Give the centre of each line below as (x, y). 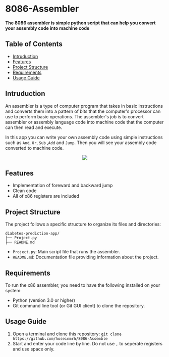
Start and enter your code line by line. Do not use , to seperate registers (88, 343)
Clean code (24, 191)
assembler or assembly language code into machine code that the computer (84, 122)
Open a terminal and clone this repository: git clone (67, 334)
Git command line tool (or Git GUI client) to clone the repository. (79, 306)
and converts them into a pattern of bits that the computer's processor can (83, 111)
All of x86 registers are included (46, 196)
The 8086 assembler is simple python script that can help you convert (80, 23)
